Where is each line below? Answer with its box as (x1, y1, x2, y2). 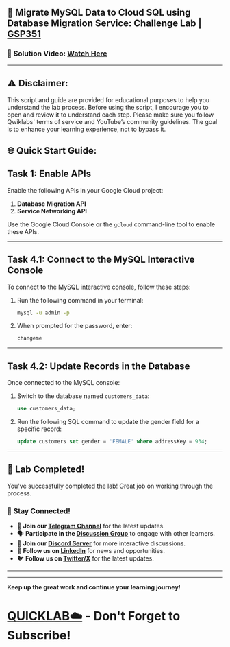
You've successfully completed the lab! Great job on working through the (7, 482, 214, 490)
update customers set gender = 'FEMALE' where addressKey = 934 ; (16, 438, 207, 445)
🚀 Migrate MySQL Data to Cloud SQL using (7, 7, 191, 19)
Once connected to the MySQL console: (7, 379, 120, 387)
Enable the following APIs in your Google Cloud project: (7, 186, 164, 194)
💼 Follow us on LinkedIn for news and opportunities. (16, 546, 166, 554)
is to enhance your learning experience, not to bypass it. (7, 125, 166, 133)
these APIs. (7, 227, 40, 235)
